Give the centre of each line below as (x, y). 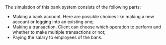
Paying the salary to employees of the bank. (57, 37)
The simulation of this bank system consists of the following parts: (73, 7)
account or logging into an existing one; (53, 22)
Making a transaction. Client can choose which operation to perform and (87, 27)
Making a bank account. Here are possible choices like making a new (83, 16)
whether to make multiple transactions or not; (59, 32)
